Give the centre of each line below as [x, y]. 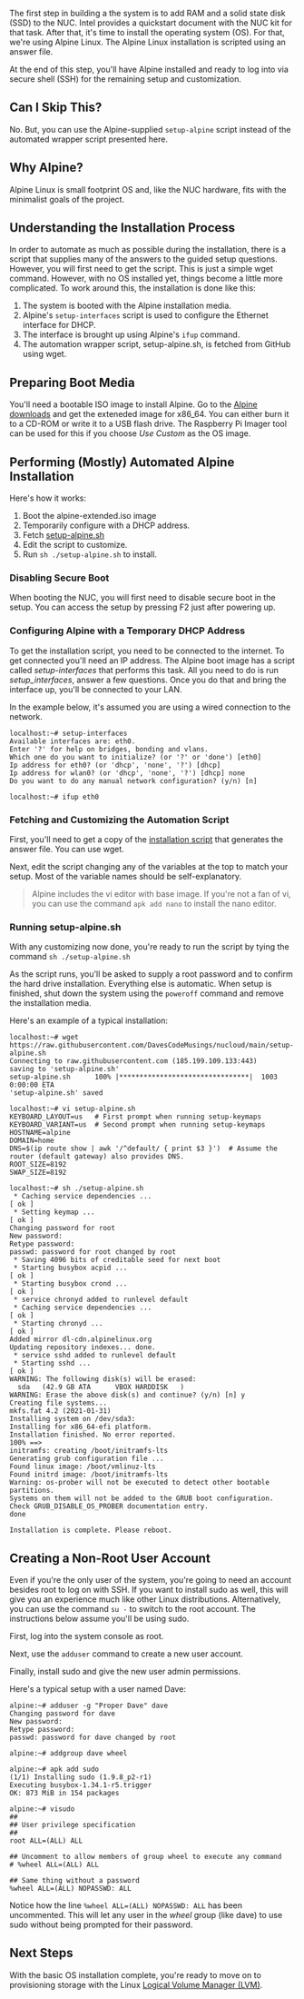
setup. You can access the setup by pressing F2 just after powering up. [142, 607]
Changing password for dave [63, 1714]
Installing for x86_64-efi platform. [81, 1427]
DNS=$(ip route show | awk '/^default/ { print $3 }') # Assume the [144, 1149]
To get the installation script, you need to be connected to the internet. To [147, 651]
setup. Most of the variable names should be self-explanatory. [126, 876]
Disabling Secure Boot [59, 578]
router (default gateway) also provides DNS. [97, 1157]
